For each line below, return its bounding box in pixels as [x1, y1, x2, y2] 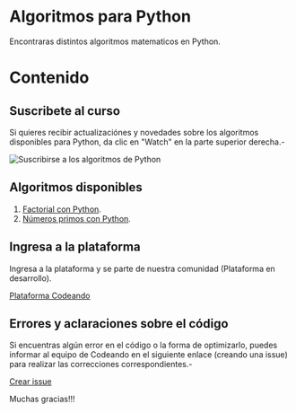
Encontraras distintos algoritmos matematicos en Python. [9, 36, 222, 47]
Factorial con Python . [22, 204, 101, 215]
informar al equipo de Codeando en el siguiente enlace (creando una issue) [9, 349, 289, 360]
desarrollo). [9, 272, 52, 284]
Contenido [9, 67, 90, 88]
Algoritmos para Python [9, 6, 191, 27]
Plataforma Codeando [9, 290, 91, 301]
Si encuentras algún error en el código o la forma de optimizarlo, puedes [9, 339, 278, 351]
